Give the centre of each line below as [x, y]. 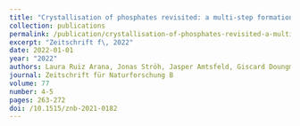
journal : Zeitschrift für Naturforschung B [92, 75]
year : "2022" [33, 59]
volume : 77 [29, 83]
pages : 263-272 [37, 100]
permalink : [29, 34]
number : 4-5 [31, 91]
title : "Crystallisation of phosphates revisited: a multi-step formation [151, 17]
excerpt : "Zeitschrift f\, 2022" [71, 42]
